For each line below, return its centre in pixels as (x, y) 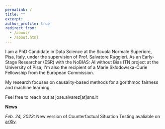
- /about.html (24, 38)
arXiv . (11, 122)
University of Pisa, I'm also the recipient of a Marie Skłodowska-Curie (76, 67)
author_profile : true (28, 24)
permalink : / (19, 10)
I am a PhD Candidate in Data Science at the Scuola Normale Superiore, (79, 51)
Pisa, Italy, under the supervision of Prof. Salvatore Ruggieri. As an (73, 57)
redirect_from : (21, 28)
